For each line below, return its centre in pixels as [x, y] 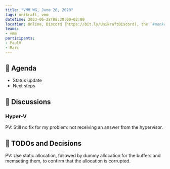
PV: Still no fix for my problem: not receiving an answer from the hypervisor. [84, 127]
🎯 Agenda [21, 68]
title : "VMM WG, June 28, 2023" [39, 10]
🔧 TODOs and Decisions [44, 143]
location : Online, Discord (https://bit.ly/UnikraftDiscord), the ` [79, 24]
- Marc [12, 48]
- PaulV [13, 43]
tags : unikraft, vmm [27, 15]
